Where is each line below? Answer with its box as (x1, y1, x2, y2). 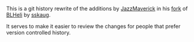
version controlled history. (6, 29, 71, 36)
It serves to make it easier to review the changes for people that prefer (6, 23, 181, 30)
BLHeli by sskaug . (6, 11, 51, 18)
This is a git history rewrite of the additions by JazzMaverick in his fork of (6, 5, 188, 12)
